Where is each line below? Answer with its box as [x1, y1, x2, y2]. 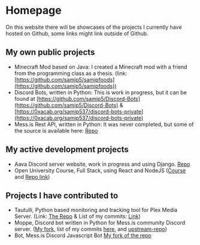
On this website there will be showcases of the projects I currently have [5, 23, 182, 31]
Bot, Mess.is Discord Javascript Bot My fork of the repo [14, 232, 152, 239]
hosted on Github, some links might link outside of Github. [5, 29, 149, 37]
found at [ [14, 95, 39, 102]
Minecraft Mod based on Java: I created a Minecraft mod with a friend [14, 63, 187, 70]
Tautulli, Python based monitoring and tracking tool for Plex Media [14, 207, 178, 214]
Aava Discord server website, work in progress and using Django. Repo [14, 160, 190, 168]
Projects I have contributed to [5, 190, 119, 201]
